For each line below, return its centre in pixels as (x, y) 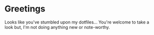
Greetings (25, 9)
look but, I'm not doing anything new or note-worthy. (57, 27)
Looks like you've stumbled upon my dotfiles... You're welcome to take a (77, 22)
